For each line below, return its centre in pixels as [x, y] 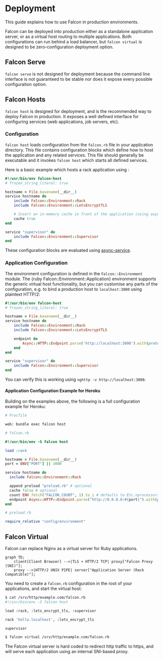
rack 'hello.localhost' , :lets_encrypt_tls [50, 620]
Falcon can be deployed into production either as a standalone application [79, 31]
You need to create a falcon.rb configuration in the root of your [69, 584]
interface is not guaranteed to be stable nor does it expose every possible [79, 79]
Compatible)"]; [20, 574]
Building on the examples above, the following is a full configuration [73, 401]
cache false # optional [33, 490]
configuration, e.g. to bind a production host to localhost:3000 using [73, 289]
